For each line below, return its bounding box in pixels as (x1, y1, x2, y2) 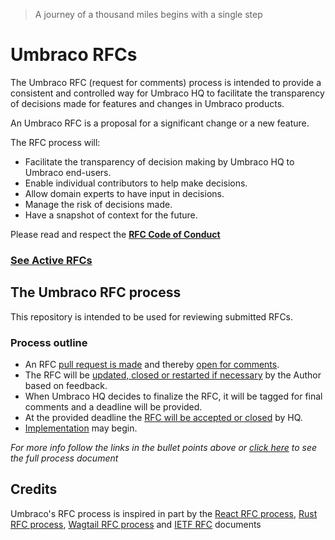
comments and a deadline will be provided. (24, 400, 203, 413)
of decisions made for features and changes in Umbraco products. (10, 97, 285, 109)
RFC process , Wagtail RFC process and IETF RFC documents (10, 518, 262, 530)
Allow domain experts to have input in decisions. (24, 187, 225, 199)
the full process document (10, 452, 119, 464)
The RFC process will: (10, 136, 101, 148)
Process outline (10, 335, 88, 349)
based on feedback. (24, 379, 108, 391)
